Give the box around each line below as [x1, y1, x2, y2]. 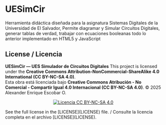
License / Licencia [5, 50, 62, 59]
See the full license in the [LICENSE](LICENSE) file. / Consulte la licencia [5, 109, 153, 115]
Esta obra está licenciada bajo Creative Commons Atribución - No [5, 79, 142, 85]
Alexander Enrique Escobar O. [5, 89, 67, 95]
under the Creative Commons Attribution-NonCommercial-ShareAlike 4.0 [5, 68, 160, 74]
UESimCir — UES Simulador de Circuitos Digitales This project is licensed [5, 63, 158, 69]
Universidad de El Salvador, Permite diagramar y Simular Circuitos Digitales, [5, 25, 160, 31]
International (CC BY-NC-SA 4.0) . [5, 73, 76, 80]
